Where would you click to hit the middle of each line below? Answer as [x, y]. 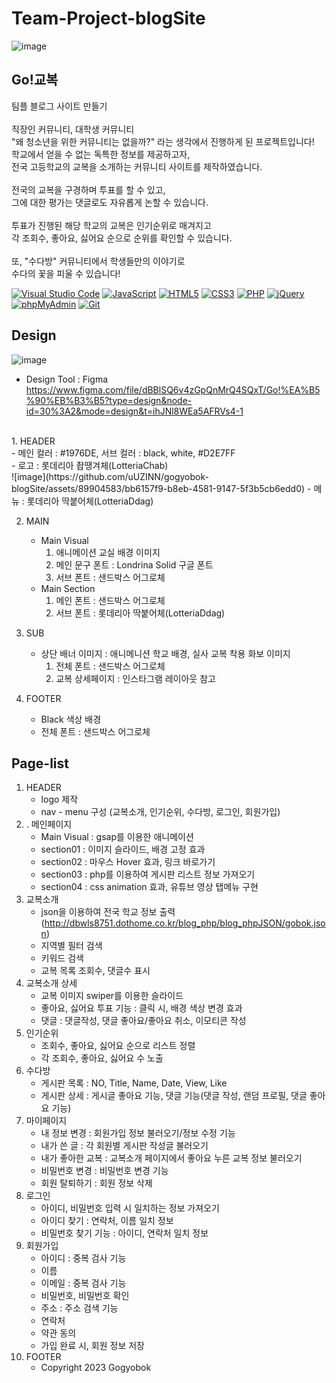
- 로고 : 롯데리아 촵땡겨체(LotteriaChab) [90, 465]
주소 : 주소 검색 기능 [79, 1308]
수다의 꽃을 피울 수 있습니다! [66, 273]
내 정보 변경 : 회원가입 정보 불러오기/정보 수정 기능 [138, 1133]
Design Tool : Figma [67, 379]
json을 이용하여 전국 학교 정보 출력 [108, 912]
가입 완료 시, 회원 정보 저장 [92, 1346]
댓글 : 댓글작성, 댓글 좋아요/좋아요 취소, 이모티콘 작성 [143, 1021]
